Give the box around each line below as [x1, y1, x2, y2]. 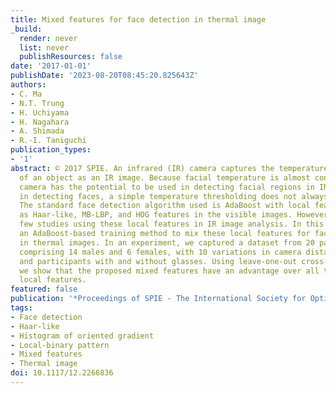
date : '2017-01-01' [10, 61, 92, 71]
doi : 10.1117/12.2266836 [10, 368, 114, 378]
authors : [10, 80, 47, 90]
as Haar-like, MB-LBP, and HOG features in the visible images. [19, 210, 293, 220]
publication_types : [10, 145, 92, 155]
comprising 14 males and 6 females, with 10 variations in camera [19, 247, 302, 257]
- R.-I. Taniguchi [10, 136, 87, 146]
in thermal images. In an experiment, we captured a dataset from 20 [19, 237, 315, 248]
